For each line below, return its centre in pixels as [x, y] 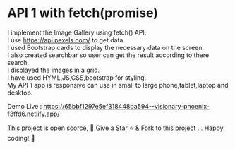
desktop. [20, 93]
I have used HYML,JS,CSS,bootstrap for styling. [77, 77]
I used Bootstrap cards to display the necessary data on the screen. [106, 47]
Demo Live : [25, 106]
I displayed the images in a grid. [54, 70]
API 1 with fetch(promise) [83, 13]
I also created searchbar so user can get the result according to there [108, 55]
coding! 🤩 [21, 138]
